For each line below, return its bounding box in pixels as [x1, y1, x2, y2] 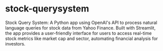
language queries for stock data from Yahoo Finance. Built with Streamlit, [5, 24, 156, 30]
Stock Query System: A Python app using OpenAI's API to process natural [5, 19, 157, 25]
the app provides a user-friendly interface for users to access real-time [5, 30, 152, 36]
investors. [5, 40, 26, 46]
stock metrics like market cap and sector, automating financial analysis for [5, 35, 158, 41]
